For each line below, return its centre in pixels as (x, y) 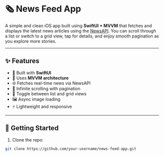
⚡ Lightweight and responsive (42, 106)
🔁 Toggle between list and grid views (49, 94)
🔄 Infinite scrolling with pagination (46, 88)
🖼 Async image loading (36, 99)
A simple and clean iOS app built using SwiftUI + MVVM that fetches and (79, 26)
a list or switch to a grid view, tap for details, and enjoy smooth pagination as (82, 36)
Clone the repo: (28, 140)
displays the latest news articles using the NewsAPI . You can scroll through (81, 31)
